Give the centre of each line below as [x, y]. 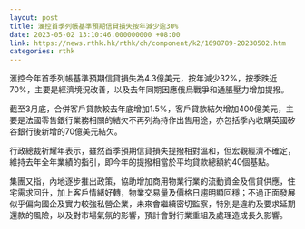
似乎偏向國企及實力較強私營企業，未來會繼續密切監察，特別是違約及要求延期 [152, 204]
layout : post [34, 18]
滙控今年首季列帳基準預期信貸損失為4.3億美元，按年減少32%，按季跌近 [143, 79]
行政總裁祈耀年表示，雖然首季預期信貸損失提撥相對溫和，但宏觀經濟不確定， [152, 151]
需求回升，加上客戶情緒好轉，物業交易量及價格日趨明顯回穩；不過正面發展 [156, 193]
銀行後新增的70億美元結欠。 [69, 131]
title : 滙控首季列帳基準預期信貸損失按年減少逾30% [94, 26]
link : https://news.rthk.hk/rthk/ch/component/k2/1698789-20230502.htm [148, 43]
